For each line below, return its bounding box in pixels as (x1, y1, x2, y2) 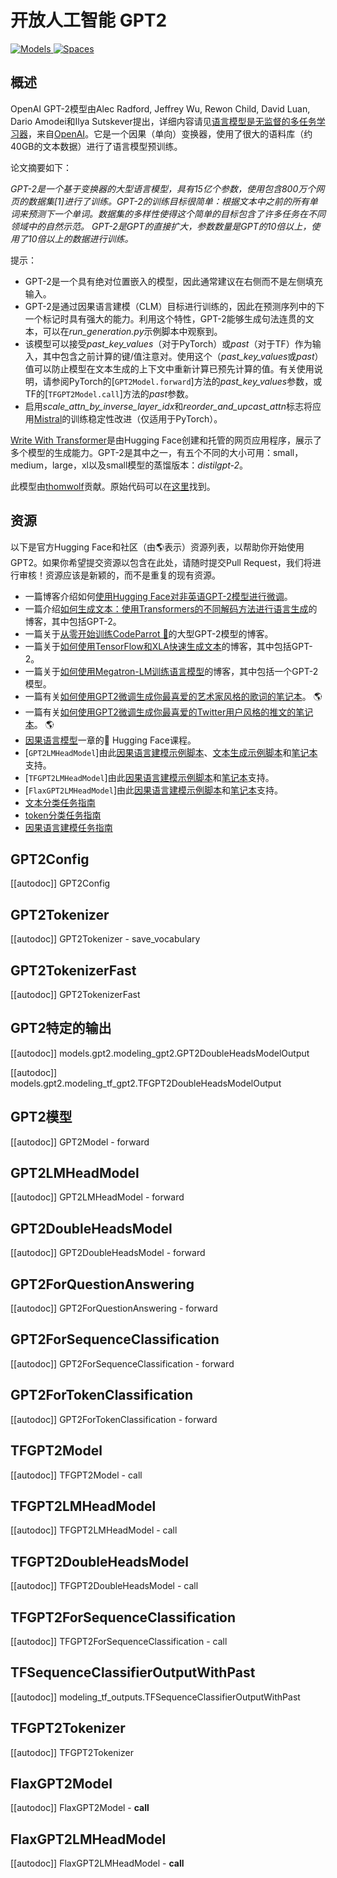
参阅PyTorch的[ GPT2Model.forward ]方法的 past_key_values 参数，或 (51, 375, 323, 387)
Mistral (33, 412, 63, 425)
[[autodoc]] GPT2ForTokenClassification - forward (10, 1413, 218, 1425)
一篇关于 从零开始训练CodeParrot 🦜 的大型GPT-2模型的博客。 (24, 627, 274, 640)
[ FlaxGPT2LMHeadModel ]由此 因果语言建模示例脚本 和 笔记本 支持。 (24, 784, 284, 796)
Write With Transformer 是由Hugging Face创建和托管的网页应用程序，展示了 (10, 434, 323, 446)
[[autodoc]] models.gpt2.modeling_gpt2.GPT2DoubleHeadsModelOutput (10, 1047, 310, 1059)
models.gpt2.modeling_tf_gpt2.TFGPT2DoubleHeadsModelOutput (10, 1077, 282, 1089)
